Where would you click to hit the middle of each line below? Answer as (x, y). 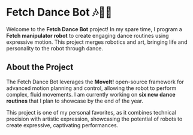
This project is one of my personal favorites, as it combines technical (91, 112)
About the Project (40, 67)
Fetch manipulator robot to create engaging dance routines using (88, 35)
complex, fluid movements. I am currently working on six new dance (91, 94)
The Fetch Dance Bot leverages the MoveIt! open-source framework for (95, 82)
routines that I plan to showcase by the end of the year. (75, 101)
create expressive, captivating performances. (62, 125)
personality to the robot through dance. (55, 48)
